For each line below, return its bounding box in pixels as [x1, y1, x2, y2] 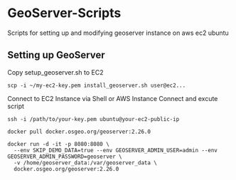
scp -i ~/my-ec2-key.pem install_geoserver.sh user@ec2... [7, 82, 186, 89]
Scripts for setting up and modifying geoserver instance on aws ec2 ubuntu [7, 28, 229, 37]
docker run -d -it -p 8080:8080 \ [7, 140, 110, 147]
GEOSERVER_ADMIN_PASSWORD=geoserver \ [7, 153, 122, 160]
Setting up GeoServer [7, 49, 105, 61]
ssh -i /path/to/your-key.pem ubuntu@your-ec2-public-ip [7, 115, 180, 122]
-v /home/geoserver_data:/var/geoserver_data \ [14, 159, 158, 166]
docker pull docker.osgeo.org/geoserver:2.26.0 [7, 128, 151, 135]
